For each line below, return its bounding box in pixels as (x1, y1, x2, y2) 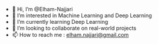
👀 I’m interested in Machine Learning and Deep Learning (11, 12, 153, 19)
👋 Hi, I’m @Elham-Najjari (11, 6, 74, 12)
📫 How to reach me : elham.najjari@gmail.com (11, 32, 129, 38)
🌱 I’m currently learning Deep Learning (11, 18, 109, 25)
